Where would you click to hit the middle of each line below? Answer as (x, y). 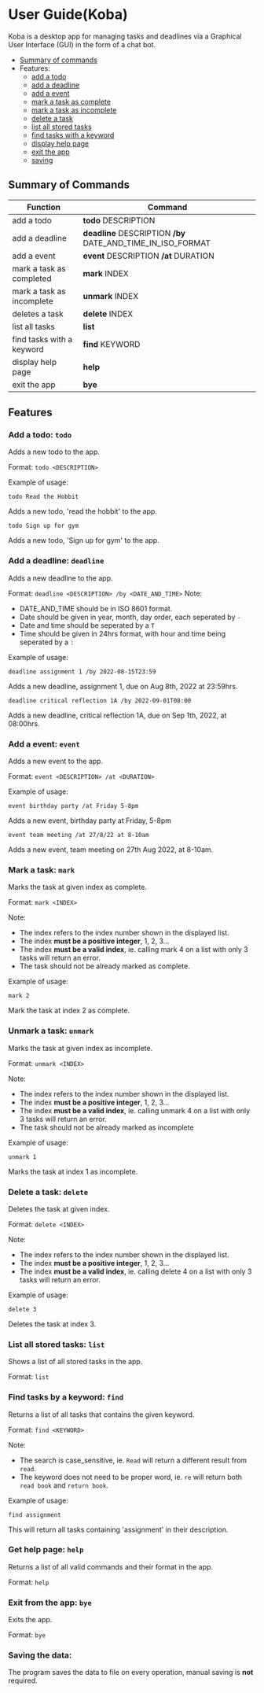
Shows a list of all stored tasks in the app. (75, 1362)
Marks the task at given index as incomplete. (81, 1048)
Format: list (29, 1377)
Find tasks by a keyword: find (66, 1397)
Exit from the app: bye (50, 1603)
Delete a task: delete (48, 1192)
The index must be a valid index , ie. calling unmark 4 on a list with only (135, 1110)
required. (23, 1680)
